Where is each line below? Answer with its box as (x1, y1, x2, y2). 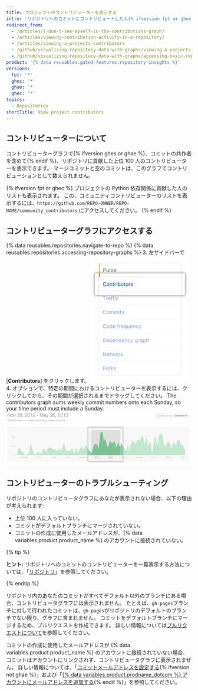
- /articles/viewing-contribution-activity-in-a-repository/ (11, 34, 165, 41)
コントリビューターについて (6, 133, 107, 144)
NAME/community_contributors (6, 208, 78, 214)
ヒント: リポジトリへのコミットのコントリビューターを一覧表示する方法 (6, 561, 180, 568)
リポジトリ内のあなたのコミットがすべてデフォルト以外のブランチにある (6, 592, 181, 599)
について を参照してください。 (21, 629, 94, 636)
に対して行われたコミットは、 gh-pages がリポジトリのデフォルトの (11, 607, 172, 614)
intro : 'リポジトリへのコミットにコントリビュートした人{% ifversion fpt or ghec (6, 15, 192, 22)
